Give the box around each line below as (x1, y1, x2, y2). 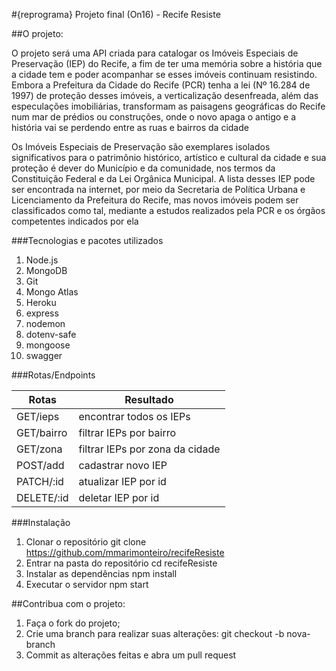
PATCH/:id (16, 475, 64, 488)
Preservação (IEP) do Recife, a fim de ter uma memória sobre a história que (11, 58, 323, 69)
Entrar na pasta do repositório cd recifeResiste (25, 557, 218, 569)
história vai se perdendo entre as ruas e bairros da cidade (11, 122, 249, 133)
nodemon (25, 318, 66, 329)
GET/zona (16, 442, 63, 456)
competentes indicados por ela (11, 215, 139, 227)
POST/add (16, 459, 65, 472)
